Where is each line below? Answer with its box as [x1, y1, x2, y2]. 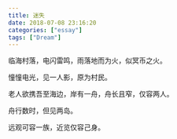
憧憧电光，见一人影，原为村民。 [8, 72, 112, 82]
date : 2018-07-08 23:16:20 [8, 19, 97, 27]
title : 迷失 [8, 11, 45, 20]
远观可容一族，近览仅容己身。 [8, 123, 105, 132]
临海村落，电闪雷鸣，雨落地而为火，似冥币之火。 [8, 56, 167, 65]
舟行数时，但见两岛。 [8, 106, 77, 115]
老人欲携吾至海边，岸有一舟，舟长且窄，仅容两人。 [8, 90, 174, 99]
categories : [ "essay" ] [8, 26, 83, 34]
